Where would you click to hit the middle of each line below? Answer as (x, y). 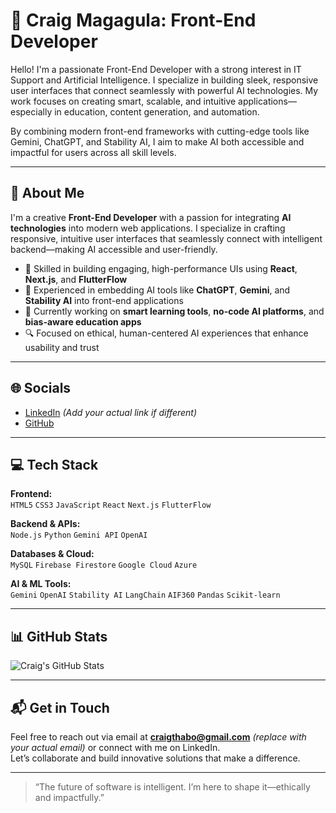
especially (31, 111)
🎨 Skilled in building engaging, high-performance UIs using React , (161, 268)
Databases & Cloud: (52, 554)
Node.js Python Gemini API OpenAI (79, 535)
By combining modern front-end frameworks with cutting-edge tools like (160, 131)
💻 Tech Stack (54, 464)
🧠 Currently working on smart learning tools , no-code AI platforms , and (174, 311)
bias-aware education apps (83, 321)
